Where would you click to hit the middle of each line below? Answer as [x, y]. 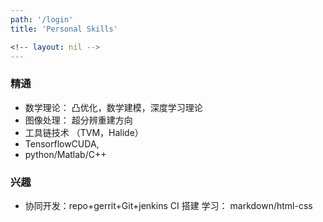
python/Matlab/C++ [65, 154]
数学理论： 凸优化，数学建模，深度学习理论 [113, 107]
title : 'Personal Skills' [64, 29]
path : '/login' [42, 19]
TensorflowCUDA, [62, 143]
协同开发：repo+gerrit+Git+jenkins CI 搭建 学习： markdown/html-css [168, 205]
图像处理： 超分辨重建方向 [78, 120]
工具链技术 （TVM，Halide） [84, 132]
